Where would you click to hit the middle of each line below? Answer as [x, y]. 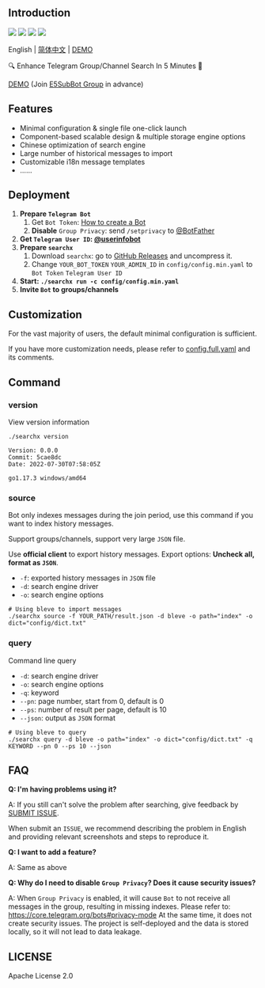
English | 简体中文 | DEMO [51, 49]
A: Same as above [38, 868]
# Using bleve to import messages [65, 610]
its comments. [31, 357]
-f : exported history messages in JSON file [87, 578]
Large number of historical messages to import [96, 153]
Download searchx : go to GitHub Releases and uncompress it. [132, 256]
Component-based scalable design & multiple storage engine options [132, 136]
